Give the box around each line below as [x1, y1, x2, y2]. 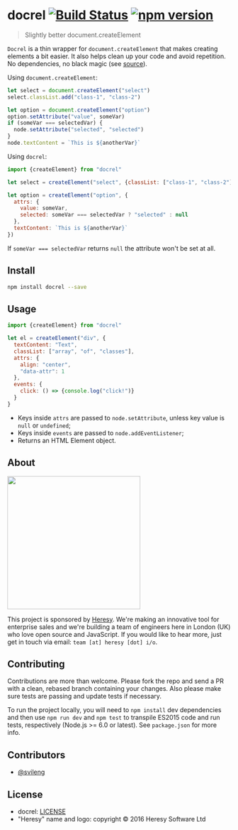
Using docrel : [7, 152, 47, 160]
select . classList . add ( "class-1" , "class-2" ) [7, 93, 141, 101]
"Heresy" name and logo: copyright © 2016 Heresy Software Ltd [17, 815, 206, 824]
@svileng [17, 768, 45, 777]
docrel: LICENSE [17, 807, 66, 816]
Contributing [7, 658, 65, 670]
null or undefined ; [17, 421, 71, 430]
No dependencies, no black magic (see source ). [7, 59, 147, 67]
